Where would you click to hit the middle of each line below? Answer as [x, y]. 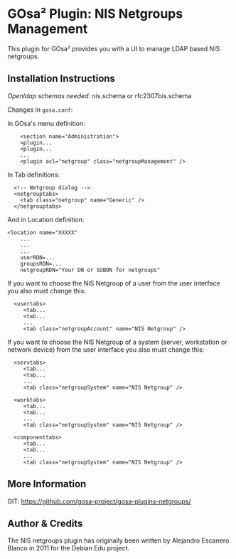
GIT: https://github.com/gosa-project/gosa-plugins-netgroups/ [99, 501]
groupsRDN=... [41, 263]
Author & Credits [45, 523]
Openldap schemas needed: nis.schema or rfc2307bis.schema [100, 95]
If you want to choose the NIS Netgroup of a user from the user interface [114, 283]
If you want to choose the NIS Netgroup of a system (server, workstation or [117, 342]
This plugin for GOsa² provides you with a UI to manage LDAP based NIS [114, 48]
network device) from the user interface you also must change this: [106, 349]
